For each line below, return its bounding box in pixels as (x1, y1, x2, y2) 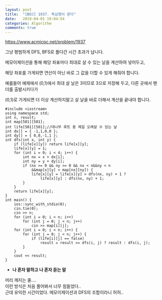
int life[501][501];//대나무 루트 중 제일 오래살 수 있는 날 (5, 125, 117, 130)
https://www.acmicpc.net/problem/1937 (5, 39, 86, 45)
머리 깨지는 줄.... (5, 277, 37, 283)
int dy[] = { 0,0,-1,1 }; (5, 133, 58, 138)
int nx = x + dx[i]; (23, 155, 65, 160)
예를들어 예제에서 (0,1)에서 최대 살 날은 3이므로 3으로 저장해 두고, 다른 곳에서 (5, 80, 152, 86)
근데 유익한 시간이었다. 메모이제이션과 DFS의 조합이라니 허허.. (5, 290, 124, 296)
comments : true (5, 25, 36, 30)
